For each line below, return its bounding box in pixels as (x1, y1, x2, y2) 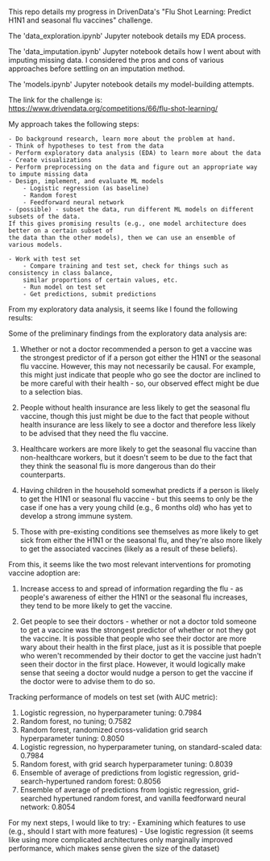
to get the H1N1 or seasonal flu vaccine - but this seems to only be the (19, 494, 253, 504)
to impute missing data (8, 170, 89, 178)
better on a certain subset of (8, 227, 114, 235)
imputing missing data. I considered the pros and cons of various (8, 56, 224, 65)
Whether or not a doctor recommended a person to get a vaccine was (19, 345, 252, 353)
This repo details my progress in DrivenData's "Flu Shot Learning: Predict (8, 7, 251, 16)
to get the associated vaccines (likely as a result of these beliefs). (19, 544, 238, 554)
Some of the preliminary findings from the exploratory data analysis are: (8, 328, 247, 338)
